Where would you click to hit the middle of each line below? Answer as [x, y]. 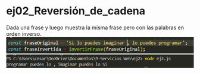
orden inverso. [24, 33]
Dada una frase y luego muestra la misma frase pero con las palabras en [95, 27]
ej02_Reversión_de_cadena [76, 11]
